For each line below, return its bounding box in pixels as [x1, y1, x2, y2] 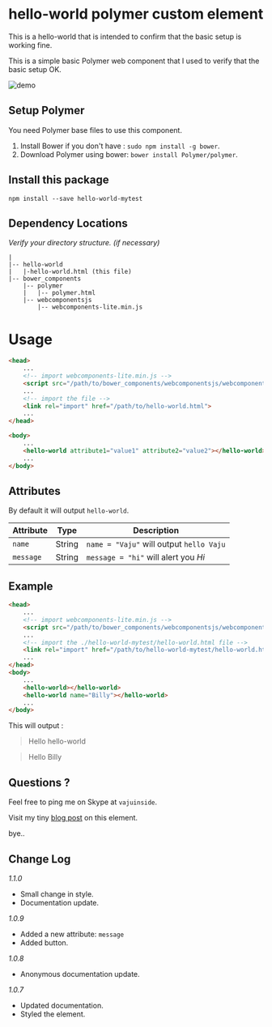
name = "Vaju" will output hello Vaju [86, 539, 226, 550]
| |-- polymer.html [23, 289, 96, 297]
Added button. [19, 937, 69, 948]
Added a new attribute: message [19, 929, 125, 939]
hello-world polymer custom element [8, 5, 264, 23]
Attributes [8, 484, 61, 498]
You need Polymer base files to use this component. [8, 125, 182, 134]
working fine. [8, 40, 53, 49]
